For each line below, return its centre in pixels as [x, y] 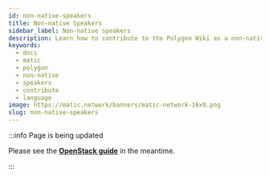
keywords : [25, 46]
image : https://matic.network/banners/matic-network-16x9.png [115, 105]
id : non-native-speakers [50, 16]
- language [34, 98]
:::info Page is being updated [56, 135]
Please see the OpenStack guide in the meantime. [92, 151]
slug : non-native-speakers [53, 113]
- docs [27, 53]
